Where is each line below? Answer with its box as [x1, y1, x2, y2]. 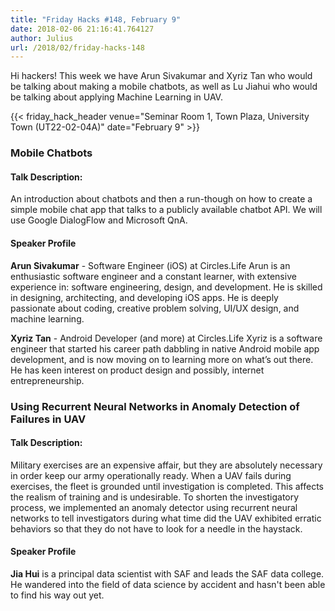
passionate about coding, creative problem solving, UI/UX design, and [10, 302, 300, 314]
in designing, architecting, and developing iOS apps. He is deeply [10, 291, 279, 303]
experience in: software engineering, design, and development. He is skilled [10, 281, 323, 293]
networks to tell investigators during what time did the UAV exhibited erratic [10, 512, 322, 524]
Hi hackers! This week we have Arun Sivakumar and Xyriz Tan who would [10, 70, 313, 82]
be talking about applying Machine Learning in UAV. [10, 91, 223, 103]
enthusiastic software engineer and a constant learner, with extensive [10, 270, 297, 282]
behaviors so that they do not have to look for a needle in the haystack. [10, 522, 303, 535]
